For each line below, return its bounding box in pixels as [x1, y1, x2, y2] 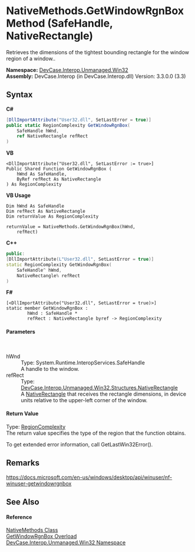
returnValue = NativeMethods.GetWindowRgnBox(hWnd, [6, 224, 135, 230]
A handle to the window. [21, 365, 80, 372]
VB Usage [6, 192, 31, 199]
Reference [6, 513, 32, 520]
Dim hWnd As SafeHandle [6, 203, 65, 209]
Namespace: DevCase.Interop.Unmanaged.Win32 [6, 66, 128, 73]
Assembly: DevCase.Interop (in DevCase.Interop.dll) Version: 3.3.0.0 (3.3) [6, 73, 186, 80]
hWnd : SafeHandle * [27, 311, 78, 317]
